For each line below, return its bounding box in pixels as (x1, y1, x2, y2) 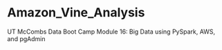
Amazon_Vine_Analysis (7, 5, 145, 21)
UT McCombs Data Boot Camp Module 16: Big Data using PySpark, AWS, (7, 27, 216, 36)
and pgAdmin (7, 34, 46, 42)
